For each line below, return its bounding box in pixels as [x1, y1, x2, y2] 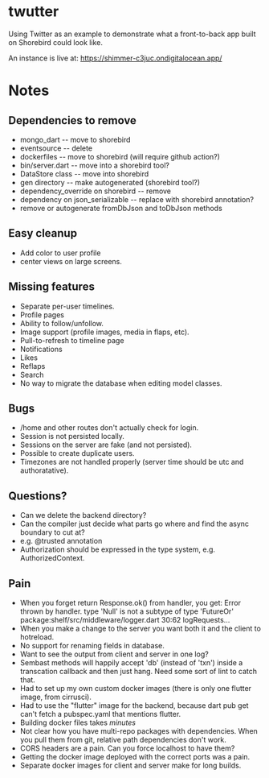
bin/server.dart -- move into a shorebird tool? [19, 160, 170, 170]
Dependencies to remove [8, 114, 137, 127]
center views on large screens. [19, 256, 123, 266]
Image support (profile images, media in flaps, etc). [19, 327, 190, 337]
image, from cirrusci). [19, 692, 92, 701]
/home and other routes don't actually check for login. [19, 423, 199, 432]
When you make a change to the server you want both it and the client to [19, 623, 261, 633]
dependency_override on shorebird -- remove [19, 186, 171, 196]
